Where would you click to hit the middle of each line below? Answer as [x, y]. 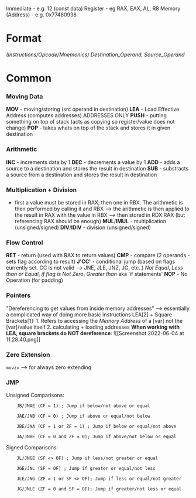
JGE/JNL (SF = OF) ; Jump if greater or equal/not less [86, 469]
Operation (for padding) [35, 280]
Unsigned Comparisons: [35, 395]
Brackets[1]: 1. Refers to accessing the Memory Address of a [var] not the [94, 320]
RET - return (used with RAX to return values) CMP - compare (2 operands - [98, 255]
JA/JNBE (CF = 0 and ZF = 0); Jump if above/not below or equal [97, 437]
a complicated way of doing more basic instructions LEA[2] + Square [89, 314]
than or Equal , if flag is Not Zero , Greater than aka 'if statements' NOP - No [97, 274]
